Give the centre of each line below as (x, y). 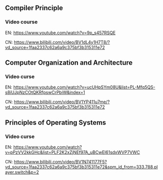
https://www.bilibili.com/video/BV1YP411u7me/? (62, 102)
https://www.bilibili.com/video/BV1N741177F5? (60, 162)
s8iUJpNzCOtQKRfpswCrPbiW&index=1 (45, 92)
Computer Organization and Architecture (69, 63)
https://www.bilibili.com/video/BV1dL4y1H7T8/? (62, 42)
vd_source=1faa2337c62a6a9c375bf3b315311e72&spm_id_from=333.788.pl (81, 167)
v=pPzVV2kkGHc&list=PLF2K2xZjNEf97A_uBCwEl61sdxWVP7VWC (73, 152)
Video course (22, 22)
